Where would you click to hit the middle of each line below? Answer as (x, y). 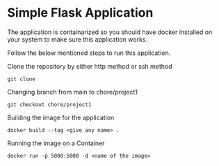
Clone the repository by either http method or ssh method (90, 66)
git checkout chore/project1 (49, 105)
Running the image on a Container (56, 143)
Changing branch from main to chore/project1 (72, 92)
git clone (22, 79)
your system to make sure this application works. (78, 39)
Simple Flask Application (80, 13)
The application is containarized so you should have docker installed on (110, 32)
